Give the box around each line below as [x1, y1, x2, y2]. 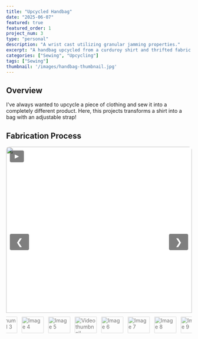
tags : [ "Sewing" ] [6, 58, 49, 64]
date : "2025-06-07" [6, 14, 54, 20]
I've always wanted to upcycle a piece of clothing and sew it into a [6, 101, 167, 108]
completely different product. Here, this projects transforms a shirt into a [6, 107, 182, 115]
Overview [6, 85, 43, 95]
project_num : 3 [6, 31, 44, 37]
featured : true [6, 19, 44, 25]
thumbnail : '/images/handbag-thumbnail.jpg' [6, 63, 117, 70]
